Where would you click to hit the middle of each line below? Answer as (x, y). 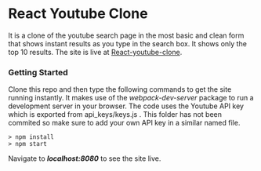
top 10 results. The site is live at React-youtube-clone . (95, 52)
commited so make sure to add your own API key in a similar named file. (124, 123)
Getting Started (38, 72)
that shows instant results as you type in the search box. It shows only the (127, 43)
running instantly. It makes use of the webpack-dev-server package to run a (131, 98)
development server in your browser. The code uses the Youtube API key (126, 106)
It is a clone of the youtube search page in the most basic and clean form (126, 35)
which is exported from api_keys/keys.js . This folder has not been (115, 115)
